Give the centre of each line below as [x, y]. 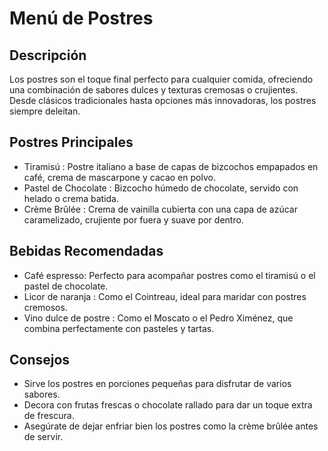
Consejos [40, 360]
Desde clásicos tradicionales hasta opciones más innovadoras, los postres [163, 100]
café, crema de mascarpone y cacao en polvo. [119, 177]
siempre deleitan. [45, 111]
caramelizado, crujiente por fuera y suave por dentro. [133, 219]
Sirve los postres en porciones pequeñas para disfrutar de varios [157, 384]
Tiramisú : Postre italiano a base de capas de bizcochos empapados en [171, 166]
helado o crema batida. [71, 198]
